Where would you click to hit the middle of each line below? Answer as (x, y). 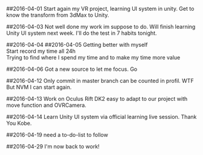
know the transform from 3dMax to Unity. (58, 15)
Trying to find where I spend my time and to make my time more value (93, 57)
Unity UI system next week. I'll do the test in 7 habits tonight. (82, 33)
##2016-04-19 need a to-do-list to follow (57, 135)
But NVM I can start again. (39, 87)
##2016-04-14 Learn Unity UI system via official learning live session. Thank (101, 117)
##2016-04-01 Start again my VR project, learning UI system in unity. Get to (100, 9)
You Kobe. (19, 123)
